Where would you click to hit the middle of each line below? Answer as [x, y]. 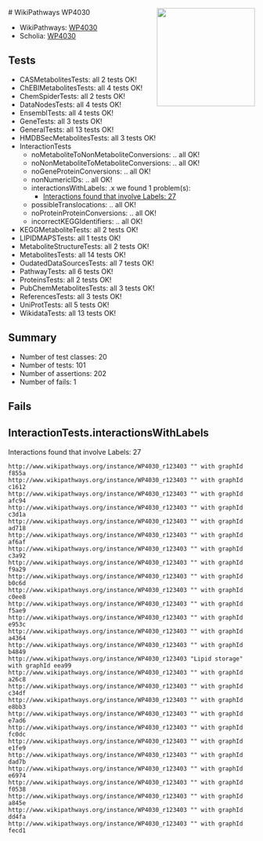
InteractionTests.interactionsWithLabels [109, 433]
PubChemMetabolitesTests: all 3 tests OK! [87, 288]
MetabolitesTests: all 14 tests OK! [73, 254]
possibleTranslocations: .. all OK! [84, 204]
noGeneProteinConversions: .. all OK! [91, 171]
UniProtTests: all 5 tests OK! [64, 305]
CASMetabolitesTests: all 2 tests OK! [78, 79]
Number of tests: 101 [52, 365]
